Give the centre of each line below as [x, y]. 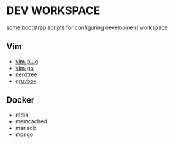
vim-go [24, 68]
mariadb [26, 128]
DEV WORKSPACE [53, 11]
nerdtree [26, 74]
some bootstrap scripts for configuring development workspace [87, 27]
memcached [31, 121]
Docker [21, 100]
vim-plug [27, 61]
